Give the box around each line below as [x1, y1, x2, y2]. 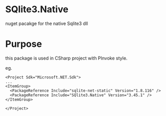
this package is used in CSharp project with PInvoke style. [5, 55, 128, 61]
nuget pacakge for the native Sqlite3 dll [5, 20, 88, 26]
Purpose [5, 38, 42, 50]
